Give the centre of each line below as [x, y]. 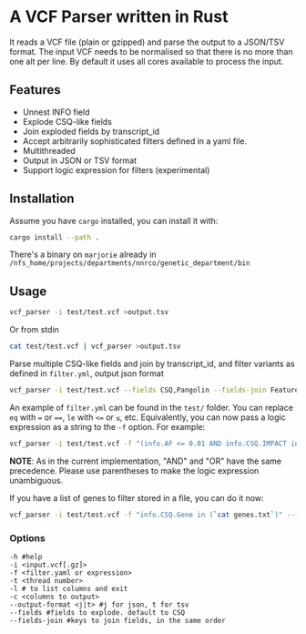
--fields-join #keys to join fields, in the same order [117, 620]
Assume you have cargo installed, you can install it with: [114, 220]
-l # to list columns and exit [69, 588]
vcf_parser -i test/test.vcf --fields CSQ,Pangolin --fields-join [138, 390]
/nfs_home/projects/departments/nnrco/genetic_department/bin [130, 263]
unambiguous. [36, 480]
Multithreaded [49, 150]
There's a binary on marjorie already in [83, 255]
